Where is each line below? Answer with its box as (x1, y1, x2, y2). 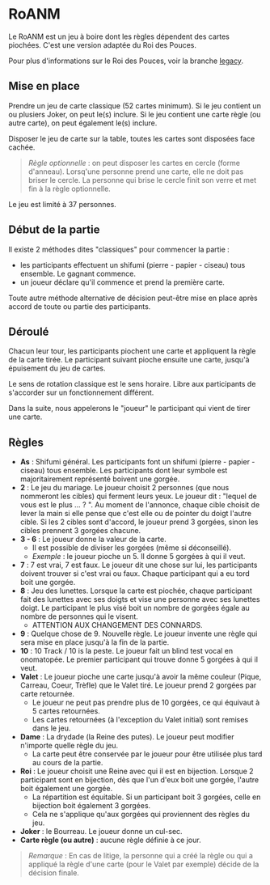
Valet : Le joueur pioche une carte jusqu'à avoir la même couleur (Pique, (19, 672, 262, 682)
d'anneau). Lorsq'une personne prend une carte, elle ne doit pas (27, 167, 244, 176)
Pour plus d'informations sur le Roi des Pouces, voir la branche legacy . (8, 56, 244, 66)
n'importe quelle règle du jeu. (19, 741, 119, 751)
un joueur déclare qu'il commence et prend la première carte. (19, 277, 225, 287)
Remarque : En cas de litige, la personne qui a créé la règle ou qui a (27, 851, 253, 861)
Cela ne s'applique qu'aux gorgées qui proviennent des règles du (32, 810, 251, 819)
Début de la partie (8, 223, 100, 237)
